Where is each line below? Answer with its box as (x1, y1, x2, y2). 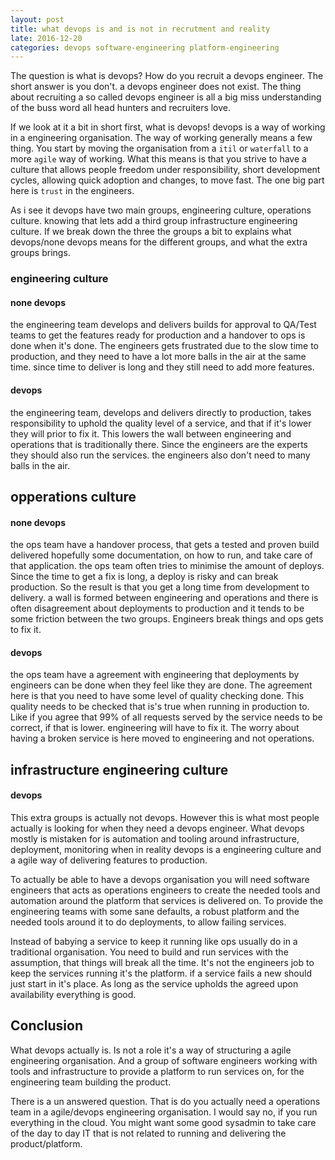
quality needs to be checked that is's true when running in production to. (10, 701, 310, 713)
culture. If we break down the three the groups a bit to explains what (10, 226, 292, 238)
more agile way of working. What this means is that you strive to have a (10, 153, 307, 165)
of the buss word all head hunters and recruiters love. (10, 102, 232, 114)
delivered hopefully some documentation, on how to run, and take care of (10, 549, 314, 561)
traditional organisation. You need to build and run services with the (10, 946, 289, 958)
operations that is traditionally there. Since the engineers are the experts (10, 438, 309, 450)
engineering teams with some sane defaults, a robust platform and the (10, 905, 300, 917)
